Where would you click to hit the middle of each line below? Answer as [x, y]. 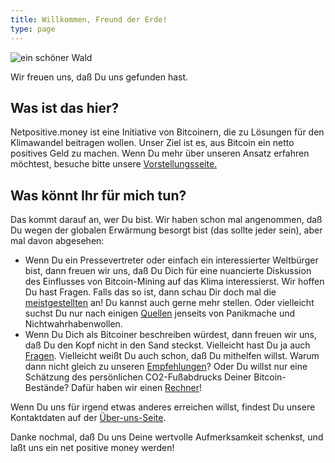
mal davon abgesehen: [57, 241]
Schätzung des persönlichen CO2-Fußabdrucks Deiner [138, 377]
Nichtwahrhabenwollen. [73, 324]
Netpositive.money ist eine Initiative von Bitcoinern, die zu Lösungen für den [167, 132]
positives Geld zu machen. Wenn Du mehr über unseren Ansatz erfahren [160, 153]
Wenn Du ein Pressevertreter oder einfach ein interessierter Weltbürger [171, 260]
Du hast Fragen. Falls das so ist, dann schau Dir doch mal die [150, 292]
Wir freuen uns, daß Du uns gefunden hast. [99, 77]
